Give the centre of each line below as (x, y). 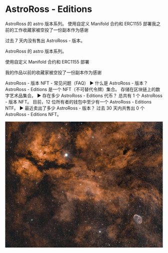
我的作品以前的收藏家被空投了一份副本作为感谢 (53, 72)
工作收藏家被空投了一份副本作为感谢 (51, 30)
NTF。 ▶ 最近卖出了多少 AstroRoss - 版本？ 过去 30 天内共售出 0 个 (75, 108)
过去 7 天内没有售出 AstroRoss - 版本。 (45, 40)
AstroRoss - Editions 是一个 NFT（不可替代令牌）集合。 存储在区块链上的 (80, 89)
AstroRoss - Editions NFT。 (33, 114)
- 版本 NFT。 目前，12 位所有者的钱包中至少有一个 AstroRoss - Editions (78, 101)
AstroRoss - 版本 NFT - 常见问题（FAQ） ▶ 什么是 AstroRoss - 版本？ (77, 83)
